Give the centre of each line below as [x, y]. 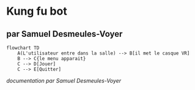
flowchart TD [23, 48]
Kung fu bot [37, 11]
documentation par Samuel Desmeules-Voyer [64, 81]
